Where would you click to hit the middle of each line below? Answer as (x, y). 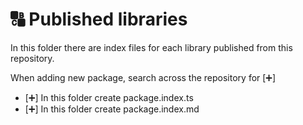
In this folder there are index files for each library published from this (151, 47)
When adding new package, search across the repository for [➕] (143, 77)
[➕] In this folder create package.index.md (112, 109)
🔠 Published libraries (99, 19)
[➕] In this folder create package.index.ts (109, 97)
